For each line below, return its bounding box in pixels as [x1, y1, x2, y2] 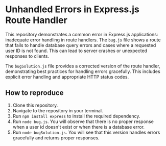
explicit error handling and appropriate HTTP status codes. [5, 74, 129, 80]
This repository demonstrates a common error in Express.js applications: [5, 31, 158, 37]
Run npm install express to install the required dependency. [12, 113, 140, 119]
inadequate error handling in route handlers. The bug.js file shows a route [5, 37, 161, 43]
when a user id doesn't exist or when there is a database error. [12, 124, 145, 130]
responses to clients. [5, 53, 50, 59]
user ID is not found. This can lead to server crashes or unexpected [5, 47, 147, 54]
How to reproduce [5, 88, 64, 98]
